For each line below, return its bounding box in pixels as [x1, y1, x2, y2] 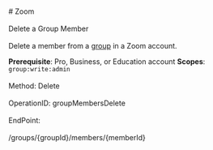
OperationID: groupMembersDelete [8, 98, 126, 108]
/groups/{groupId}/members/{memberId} [8, 133, 146, 142]
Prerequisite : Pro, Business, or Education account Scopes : [8, 57, 206, 66]
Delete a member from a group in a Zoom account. [8, 41, 177, 50]
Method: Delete [8, 81, 61, 91]
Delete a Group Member [8, 24, 89, 33]
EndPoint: [8, 116, 40, 125]
